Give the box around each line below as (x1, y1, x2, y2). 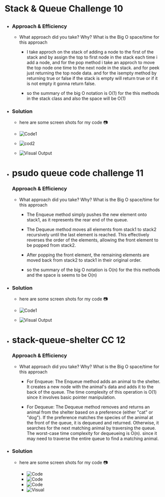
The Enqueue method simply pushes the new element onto (26, 212, 147, 217)
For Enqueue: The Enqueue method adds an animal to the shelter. (26, 378, 161, 384)
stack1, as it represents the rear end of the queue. (26, 216, 128, 222)
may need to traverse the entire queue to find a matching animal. (26, 435, 159, 441)
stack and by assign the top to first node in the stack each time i (26, 54, 158, 60)
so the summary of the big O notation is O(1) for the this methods (26, 90, 160, 96)
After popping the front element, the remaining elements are (26, 252, 150, 258)
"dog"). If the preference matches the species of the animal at (26, 414, 154, 420)
